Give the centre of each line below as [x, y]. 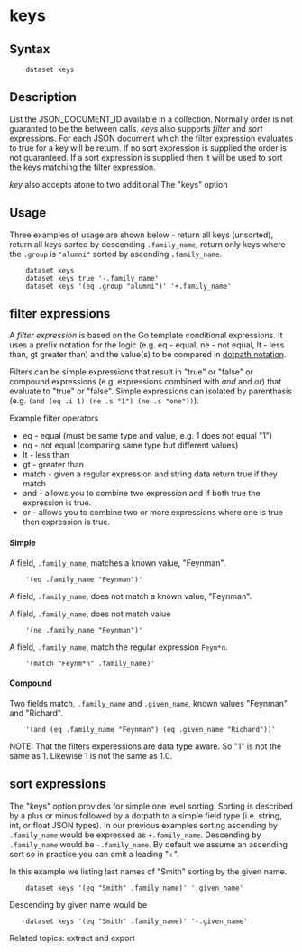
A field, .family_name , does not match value [90, 614]
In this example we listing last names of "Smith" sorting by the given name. [148, 871]
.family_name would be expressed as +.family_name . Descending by [135, 835]
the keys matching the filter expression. [82, 167]
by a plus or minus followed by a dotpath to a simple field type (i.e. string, [146, 815]
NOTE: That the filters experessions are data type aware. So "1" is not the [146, 746]
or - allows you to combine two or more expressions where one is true [153, 513]
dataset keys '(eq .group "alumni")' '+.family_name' [128, 286]
